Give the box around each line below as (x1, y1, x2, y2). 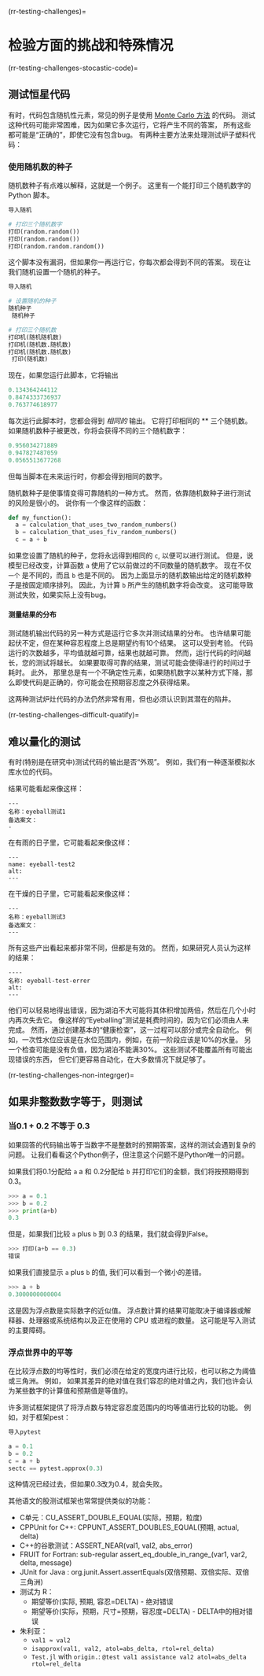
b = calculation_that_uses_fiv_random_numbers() (15, 529, 178, 536)
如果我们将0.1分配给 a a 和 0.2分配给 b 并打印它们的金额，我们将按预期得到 (8, 1166, 249, 1176)
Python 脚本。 (8, 190, 54, 200)
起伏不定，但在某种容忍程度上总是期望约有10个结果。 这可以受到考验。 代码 (8, 639, 254, 648)
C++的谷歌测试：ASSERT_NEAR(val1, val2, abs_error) (19, 1541, 193, 1550)
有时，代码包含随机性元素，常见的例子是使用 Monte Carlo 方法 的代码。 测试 (8, 110, 255, 120)
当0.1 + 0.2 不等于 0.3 (8, 1121, 90, 1132)
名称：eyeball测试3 (8, 913, 66, 921)
